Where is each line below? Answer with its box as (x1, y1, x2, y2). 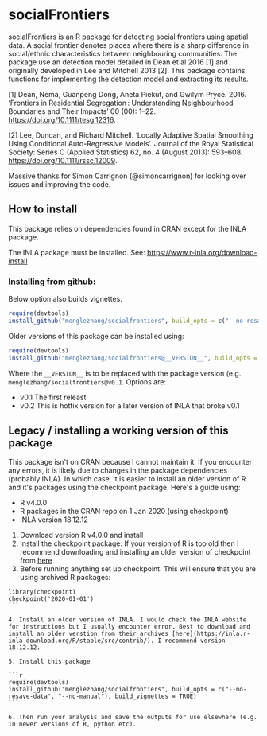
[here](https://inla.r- (172, 630, 250, 638)
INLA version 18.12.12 (19, 515, 89, 524)
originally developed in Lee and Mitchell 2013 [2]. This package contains (8, 65, 246, 75)
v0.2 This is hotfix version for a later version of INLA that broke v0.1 (19, 400, 240, 411)
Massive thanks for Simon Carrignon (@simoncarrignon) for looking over (8, 171, 246, 181)
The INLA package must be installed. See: (8, 247, 145, 257)
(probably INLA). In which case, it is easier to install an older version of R (8, 474, 246, 484)
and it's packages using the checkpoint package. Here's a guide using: (8, 483, 241, 493)
